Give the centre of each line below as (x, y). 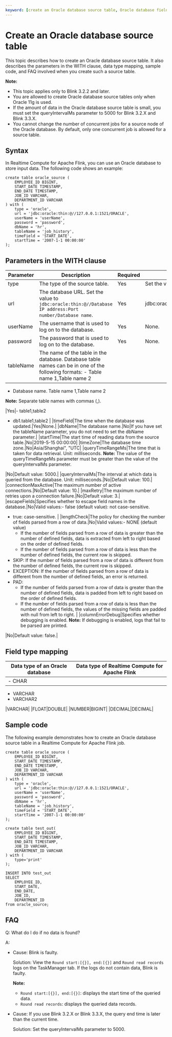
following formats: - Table (70, 372)
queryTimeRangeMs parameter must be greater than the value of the (85, 459)
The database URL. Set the (71, 292)
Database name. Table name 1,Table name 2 (59, 391)
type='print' (28, 860)
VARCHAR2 (25, 699)
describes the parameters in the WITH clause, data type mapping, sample (83, 66)
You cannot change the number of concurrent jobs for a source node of (88, 124)
